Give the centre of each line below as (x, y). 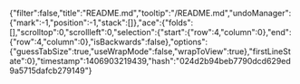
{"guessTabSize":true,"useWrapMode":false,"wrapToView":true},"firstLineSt (150, 51)
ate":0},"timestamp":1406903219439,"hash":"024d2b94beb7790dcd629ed (150, 61)
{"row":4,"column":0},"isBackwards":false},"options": (109, 42)
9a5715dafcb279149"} (51, 70)
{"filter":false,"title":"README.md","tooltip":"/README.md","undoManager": (150, 13)
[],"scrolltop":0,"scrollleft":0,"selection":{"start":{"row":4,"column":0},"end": (150, 32)
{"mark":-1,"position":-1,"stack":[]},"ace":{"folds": (102, 23)
